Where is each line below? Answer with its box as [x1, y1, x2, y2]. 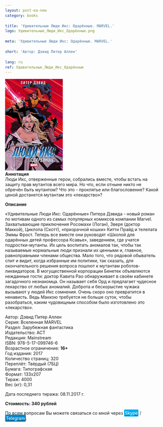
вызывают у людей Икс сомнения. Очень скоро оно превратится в [5, 289, 145, 295]
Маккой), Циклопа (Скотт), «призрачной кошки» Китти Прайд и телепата [5, 227, 158, 233]
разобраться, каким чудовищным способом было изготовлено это [5, 299, 145, 306]
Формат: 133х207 [5, 371, 41, 377]
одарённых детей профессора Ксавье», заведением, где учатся [5, 237, 139, 243]
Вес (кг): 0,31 [5, 382, 32, 388]
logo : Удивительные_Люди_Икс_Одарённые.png [5, 28, 95, 34]
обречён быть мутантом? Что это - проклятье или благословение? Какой [5, 187, 159, 193]
